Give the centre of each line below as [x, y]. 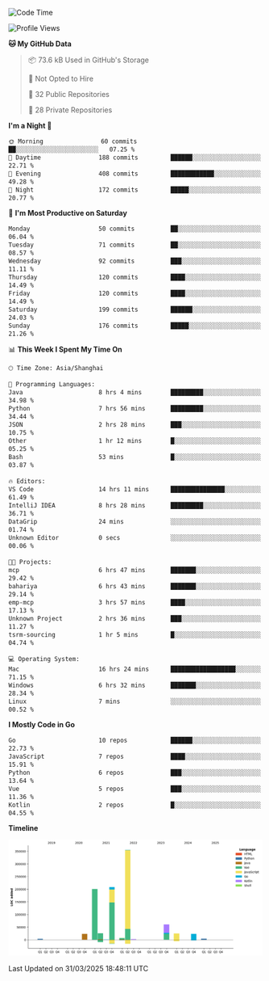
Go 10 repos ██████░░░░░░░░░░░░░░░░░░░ [135, 740]
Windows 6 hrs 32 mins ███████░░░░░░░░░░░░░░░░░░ [135, 685]
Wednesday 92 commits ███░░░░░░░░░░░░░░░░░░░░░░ [135, 261]
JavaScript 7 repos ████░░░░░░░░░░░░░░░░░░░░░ [135, 756]
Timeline [23, 828]
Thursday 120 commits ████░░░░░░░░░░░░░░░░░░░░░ [135, 277]
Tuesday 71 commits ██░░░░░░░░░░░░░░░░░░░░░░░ [135, 245]
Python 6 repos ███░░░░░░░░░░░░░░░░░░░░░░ [135, 773]
